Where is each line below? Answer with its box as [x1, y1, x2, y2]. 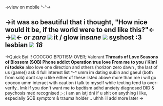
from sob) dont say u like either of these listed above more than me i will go [5, 74, 157, 80]
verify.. [5, 85, 20, 90]
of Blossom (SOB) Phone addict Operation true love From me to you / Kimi [5, 59, 157, 65]
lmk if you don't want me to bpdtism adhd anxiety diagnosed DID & [20, 85, 155, 90]
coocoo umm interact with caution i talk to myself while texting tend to [5, 80, 146, 86]
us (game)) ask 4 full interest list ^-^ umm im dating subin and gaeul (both [5, 69, 153, 75]
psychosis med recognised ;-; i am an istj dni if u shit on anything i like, [5, 90, 148, 96]
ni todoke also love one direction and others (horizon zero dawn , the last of [5, 64, 158, 70]
